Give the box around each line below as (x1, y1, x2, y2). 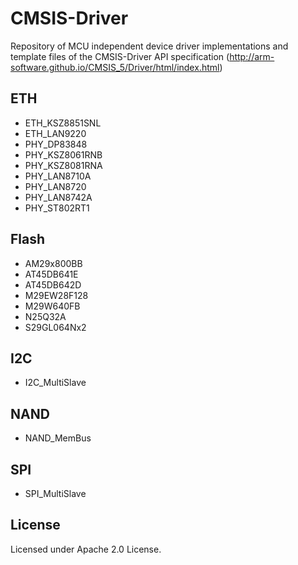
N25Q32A (24, 310, 67, 322)
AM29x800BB (24, 257, 83, 269)
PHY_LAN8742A (24, 191, 93, 203)
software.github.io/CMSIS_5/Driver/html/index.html (10, 61, 220, 73)
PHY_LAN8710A (24, 170, 92, 182)
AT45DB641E (24, 268, 79, 280)
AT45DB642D (24, 278, 82, 291)
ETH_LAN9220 (24, 127, 87, 139)
